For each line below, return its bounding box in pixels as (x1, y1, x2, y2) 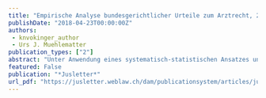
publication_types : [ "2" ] (8, 48, 93, 56)
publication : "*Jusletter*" (8, 70, 101, 78)
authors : (8, 26, 37, 34)
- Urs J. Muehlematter (11, 41, 87, 49)
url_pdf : (8, 77, 37, 85)
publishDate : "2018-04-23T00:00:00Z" (8, 19, 133, 27)
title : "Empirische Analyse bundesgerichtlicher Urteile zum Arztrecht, (8, 11, 253, 20)
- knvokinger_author (11, 33, 80, 42)
